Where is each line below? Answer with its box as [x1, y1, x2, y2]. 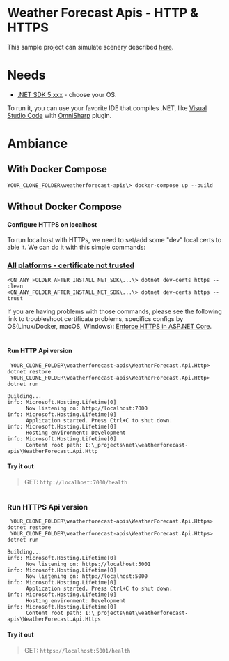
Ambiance [7, 136, 68, 151]
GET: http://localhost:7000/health [24, 477, 127, 486]
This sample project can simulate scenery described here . [7, 43, 174, 51]
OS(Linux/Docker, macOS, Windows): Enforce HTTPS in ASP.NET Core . [7, 322, 212, 330]
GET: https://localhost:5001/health [24, 646, 131, 654]
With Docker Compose [7, 163, 108, 175]
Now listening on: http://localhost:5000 [25, 573, 148, 580]
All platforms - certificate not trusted [7, 260, 134, 270]
